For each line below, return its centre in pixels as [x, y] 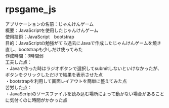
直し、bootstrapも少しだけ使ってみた [44, 49]
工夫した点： [18, 62]
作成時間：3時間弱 [25, 56]
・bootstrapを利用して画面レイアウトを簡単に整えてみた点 [66, 81]
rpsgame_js [31, 9]
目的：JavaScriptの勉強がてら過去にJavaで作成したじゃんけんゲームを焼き [83, 43]
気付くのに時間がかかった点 [38, 100]
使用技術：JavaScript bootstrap [40, 37]
